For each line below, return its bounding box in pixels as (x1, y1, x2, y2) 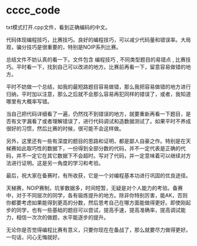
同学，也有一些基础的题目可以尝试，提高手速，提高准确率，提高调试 (16, 206, 181, 213)
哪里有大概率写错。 (6, 97, 53, 105)
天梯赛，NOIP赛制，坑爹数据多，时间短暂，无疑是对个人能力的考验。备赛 (6, 184, 183, 191)
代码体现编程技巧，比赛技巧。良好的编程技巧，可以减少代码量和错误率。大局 (6, 36, 191, 43)
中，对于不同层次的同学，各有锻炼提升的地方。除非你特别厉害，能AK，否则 (6, 191, 188, 198)
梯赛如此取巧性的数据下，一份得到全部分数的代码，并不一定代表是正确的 (6, 144, 181, 151)
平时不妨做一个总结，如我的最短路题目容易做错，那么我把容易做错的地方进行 (6, 83, 191, 90)
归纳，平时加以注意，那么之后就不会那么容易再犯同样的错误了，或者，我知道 (6, 90, 191, 97)
